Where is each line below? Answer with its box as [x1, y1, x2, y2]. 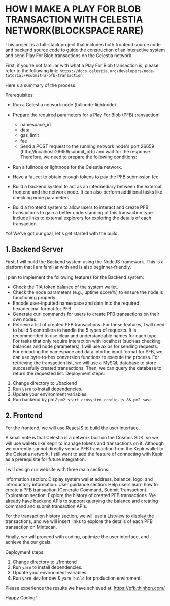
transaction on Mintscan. [5, 524, 57, 530]
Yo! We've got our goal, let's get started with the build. [5, 230, 119, 236]
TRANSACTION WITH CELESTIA [5, 14, 143, 25]
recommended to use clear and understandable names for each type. [12, 332, 158, 339]
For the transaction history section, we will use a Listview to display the [5, 513, 154, 519]
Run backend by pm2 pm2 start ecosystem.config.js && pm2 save [12, 396, 152, 402]
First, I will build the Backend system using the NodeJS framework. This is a [5, 258, 164, 265]
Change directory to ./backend [12, 380, 77, 386]
